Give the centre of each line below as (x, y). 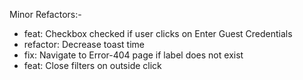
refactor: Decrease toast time (84, 44)
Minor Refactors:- (45, 14)
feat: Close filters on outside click (92, 65)
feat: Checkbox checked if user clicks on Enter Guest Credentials (158, 33)
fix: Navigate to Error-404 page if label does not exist (133, 55)
